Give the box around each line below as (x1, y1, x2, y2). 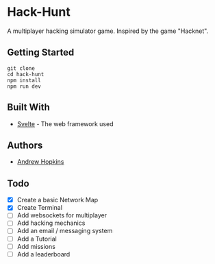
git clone (7, 64, 36, 72)
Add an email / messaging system (16, 227, 113, 235)
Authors (7, 139, 43, 151)
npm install (7, 77, 41, 84)
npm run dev (7, 83, 41, 90)
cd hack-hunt (7, 71, 45, 77)
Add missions (16, 242, 56, 250)
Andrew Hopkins (16, 158, 64, 166)
